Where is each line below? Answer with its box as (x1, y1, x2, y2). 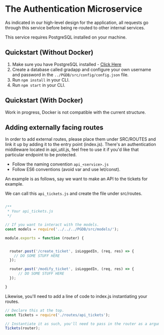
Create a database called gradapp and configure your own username (12, 66, 151, 72)
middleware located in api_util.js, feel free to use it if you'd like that (5, 147, 139, 152)
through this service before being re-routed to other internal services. (5, 24, 145, 30)
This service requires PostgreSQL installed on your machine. (5, 34, 127, 40)
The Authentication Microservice (5, 3, 143, 15)
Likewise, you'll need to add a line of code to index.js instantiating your (5, 293, 147, 299)
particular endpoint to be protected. (5, 152, 77, 158)
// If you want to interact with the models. (5, 222, 99, 227)
